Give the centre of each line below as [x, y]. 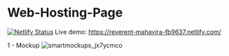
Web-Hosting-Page [65, 13]
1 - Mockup [23, 45]
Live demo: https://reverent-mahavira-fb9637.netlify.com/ [138, 32]
